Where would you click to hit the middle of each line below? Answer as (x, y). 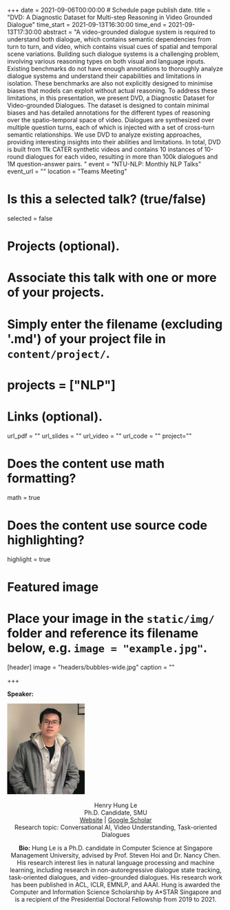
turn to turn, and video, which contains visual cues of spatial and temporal (112, 47)
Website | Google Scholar (116, 820)
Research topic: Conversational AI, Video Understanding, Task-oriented (116, 827)
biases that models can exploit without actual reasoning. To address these (113, 90)
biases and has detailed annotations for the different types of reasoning (109, 113)
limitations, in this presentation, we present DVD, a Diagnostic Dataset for (111, 98)
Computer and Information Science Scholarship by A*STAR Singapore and (116, 892)
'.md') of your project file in (87, 339)
